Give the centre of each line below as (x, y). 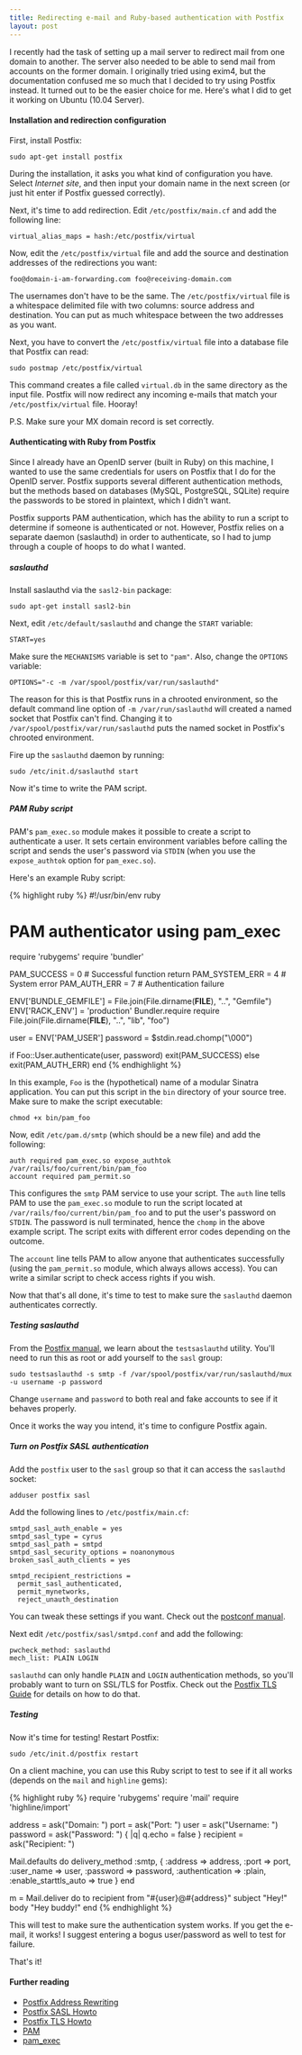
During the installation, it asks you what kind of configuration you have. (141, 173)
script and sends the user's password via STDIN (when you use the (133, 850)
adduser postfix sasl (50, 1495)
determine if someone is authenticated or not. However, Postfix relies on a (147, 527)
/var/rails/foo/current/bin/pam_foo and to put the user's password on (143, 1212)
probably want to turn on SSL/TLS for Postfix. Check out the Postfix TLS (143, 1684)
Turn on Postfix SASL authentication (79, 1447)
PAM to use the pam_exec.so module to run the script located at (126, 1202)
